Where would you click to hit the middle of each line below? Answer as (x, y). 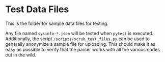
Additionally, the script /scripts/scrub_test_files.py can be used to (78, 39)
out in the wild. (21, 55)
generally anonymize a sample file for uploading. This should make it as (80, 44)
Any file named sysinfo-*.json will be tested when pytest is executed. (79, 33)
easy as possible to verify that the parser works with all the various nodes (83, 49)
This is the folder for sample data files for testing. (57, 23)
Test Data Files (37, 9)
